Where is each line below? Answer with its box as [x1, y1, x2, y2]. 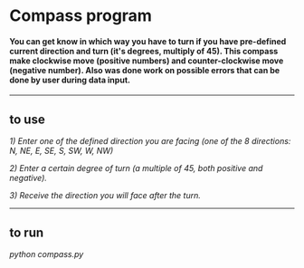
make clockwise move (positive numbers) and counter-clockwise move [9, 55, 284, 66]
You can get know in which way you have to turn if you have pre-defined [9, 35, 287, 46]
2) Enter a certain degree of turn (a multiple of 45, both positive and [9, 163, 263, 174]
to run [9, 225, 44, 240]
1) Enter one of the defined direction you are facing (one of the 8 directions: [9, 136, 291, 147]
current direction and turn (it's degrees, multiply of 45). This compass [9, 45, 279, 56]
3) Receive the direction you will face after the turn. [9, 190, 201, 201]
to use [9, 111, 45, 127]
